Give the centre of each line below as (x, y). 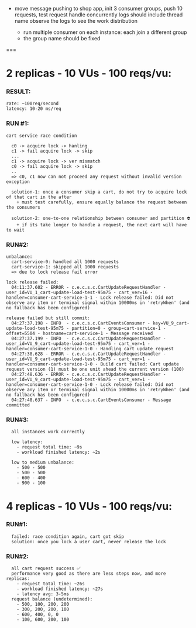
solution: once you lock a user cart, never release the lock (89, 541)
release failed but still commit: (48, 318)
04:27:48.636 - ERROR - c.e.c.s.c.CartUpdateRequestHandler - (89, 375)
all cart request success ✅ (46, 569)
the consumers (23, 207)
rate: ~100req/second (32, 104)
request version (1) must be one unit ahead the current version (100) (95, 370)
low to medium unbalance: (43, 463)
